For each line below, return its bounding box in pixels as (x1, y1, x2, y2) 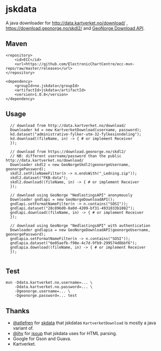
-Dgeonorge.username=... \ (14, 289, 71, 294)
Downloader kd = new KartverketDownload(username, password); (10, 127, 142, 132)
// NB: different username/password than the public (10, 153, 122, 159)
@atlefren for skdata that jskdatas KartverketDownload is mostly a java (12, 320, 156, 326)
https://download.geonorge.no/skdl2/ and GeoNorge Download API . (5, 25, 145, 31)
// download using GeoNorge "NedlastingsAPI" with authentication (10, 223, 151, 228)
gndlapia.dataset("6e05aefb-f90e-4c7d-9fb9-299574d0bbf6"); (10, 240, 137, 246)
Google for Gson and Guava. (12, 336, 72, 342)
